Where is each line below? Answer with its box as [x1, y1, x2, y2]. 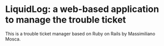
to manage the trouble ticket [5, 14, 126, 25]
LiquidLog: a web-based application [5, 3, 159, 15]
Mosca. [5, 36, 21, 42]
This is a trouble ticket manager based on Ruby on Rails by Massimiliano [5, 30, 155, 36]
